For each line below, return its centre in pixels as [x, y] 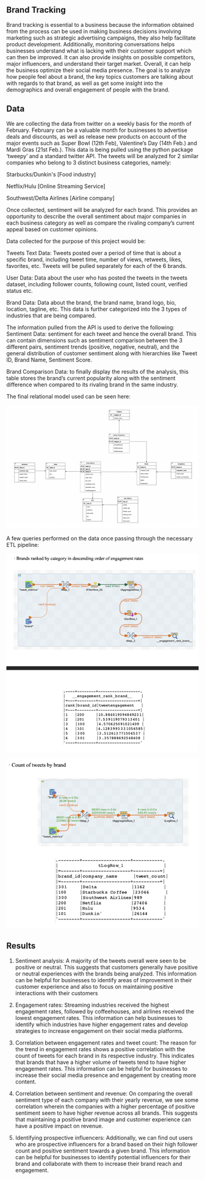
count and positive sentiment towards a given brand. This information [103, 1151]
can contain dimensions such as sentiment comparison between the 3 [95, 340]
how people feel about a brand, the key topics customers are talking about [100, 76]
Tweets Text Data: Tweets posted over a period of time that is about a [94, 253]
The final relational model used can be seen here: [69, 396]
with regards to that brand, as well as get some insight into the [85, 83]
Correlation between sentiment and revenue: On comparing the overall [104, 1093]
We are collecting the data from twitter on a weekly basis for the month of [99, 123]
